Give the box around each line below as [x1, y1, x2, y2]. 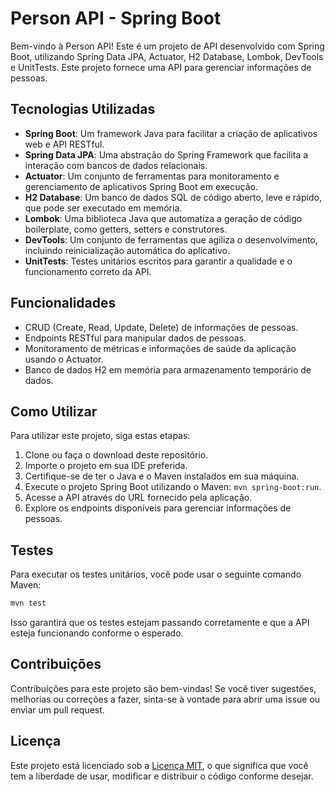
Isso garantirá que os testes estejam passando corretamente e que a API [10, 617, 310, 629]
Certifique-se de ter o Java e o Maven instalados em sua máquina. [24, 470, 300, 482]
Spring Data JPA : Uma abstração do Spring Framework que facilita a [24, 148, 309, 161]
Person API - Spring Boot [10, 7, 222, 30]
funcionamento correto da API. [24, 265, 152, 277]
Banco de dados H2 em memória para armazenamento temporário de [24, 363, 312, 376]
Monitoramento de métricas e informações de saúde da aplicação [24, 342, 297, 354]
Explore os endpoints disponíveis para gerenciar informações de [24, 502, 292, 514]
